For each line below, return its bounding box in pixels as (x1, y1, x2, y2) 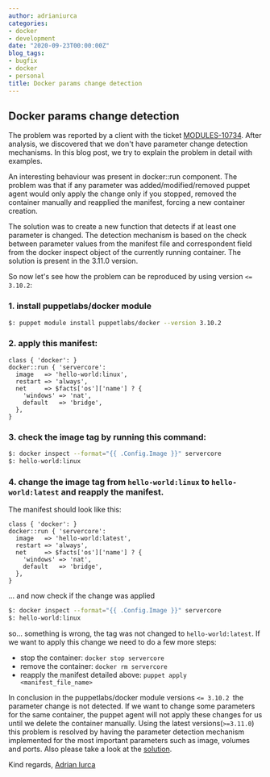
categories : (8, 19, 48, 27)
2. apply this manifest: (8, 338, 98, 349)
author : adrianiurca (8, 11, 78, 20)
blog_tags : (8, 49, 45, 57)
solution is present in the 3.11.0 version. (8, 256, 139, 266)
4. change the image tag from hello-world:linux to (8, 476, 210, 487)
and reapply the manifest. (60, 486, 164, 497)
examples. (8, 157, 43, 166)
